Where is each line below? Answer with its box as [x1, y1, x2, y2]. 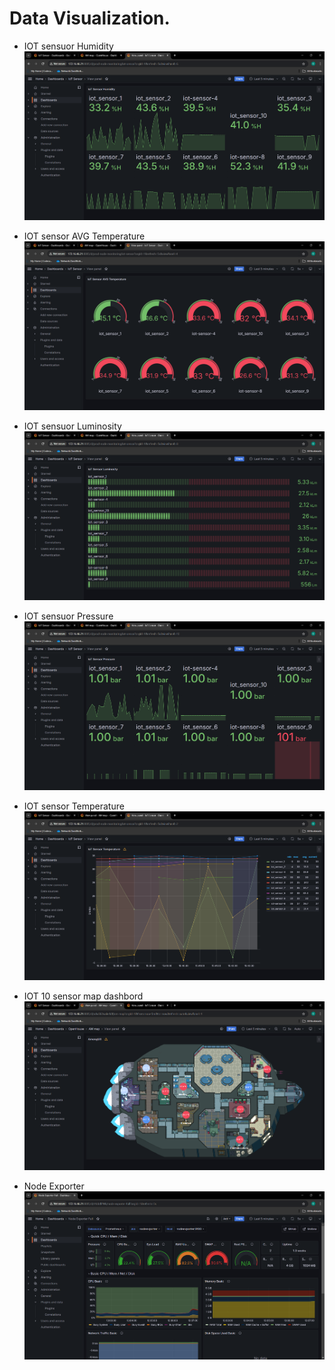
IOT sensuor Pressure [23, 610, 114, 622]
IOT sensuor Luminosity [23, 420, 122, 432]
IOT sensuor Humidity [23, 40, 114, 52]
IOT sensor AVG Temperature [23, 230, 146, 242]
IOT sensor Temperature [23, 800, 125, 812]
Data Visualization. [9, 7, 171, 30]
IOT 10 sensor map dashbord [23, 990, 144, 1002]
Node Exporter [23, 1180, 85, 1192]
